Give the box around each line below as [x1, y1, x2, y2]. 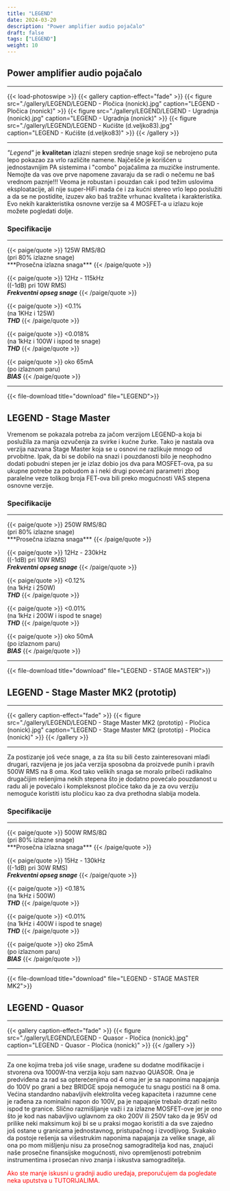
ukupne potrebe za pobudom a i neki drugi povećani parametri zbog [7, 467, 200, 475]
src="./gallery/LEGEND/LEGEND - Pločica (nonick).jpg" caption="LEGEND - [7, 99, 220, 107]
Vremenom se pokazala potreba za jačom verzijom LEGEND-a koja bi [7, 430, 202, 438]
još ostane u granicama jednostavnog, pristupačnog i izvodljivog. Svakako [7, 1126, 217, 1135]
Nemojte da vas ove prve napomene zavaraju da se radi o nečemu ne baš [7, 170, 215, 179]
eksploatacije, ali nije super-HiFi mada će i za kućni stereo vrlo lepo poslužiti [7, 185, 222, 193]
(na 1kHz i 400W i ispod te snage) [7, 920, 103, 928]
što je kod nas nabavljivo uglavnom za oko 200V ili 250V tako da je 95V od [7, 1112, 218, 1120]
